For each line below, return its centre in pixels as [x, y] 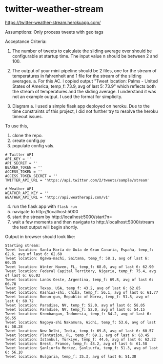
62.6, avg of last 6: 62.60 [34, 254]
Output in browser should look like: [40, 236]
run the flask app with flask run [44, 206]
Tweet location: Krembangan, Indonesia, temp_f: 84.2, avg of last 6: [78, 314]
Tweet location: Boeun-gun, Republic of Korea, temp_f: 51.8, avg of [77, 297]
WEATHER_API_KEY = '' [27, 193]
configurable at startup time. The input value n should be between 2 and [85, 56]
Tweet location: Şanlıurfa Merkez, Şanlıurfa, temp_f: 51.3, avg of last [82, 348]
